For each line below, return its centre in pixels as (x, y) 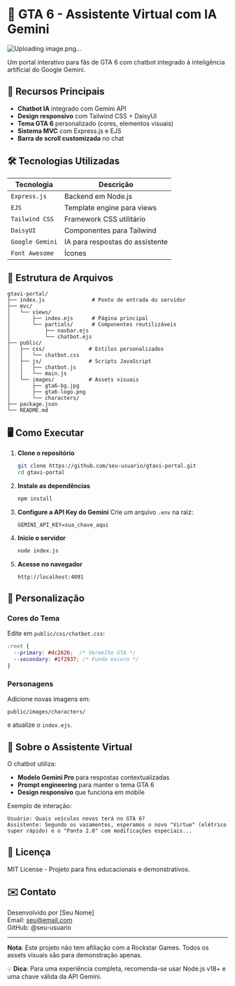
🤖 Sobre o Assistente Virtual (70, 747)
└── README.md (28, 410)
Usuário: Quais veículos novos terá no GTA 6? (76, 819)
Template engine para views (111, 207)
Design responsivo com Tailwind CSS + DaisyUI (87, 116)
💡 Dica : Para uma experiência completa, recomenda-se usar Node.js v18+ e (116, 968)
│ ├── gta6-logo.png (47, 392)
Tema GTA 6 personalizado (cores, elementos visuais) (95, 123)
